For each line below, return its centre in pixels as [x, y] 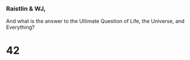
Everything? [20, 27]
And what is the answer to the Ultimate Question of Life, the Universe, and [95, 21]
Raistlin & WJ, [26, 9]
